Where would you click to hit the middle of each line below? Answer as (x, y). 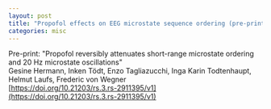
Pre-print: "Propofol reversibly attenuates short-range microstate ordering (131, 54)
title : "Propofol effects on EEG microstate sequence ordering (117, 23)
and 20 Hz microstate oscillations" (65, 62)
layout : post (30, 16)
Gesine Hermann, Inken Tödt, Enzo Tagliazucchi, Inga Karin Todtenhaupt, (130, 71)
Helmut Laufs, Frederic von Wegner (67, 80)
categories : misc (38, 31)
